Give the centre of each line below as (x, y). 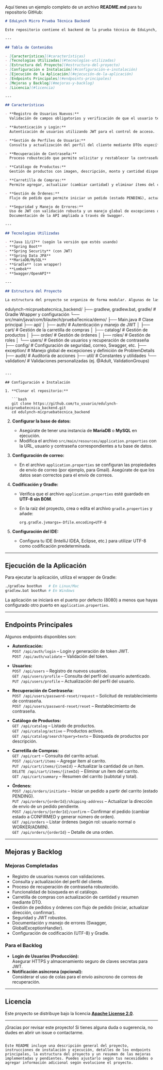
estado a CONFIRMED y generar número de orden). (64, 816)
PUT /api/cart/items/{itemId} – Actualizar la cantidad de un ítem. (78, 766)
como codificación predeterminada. (55, 546)
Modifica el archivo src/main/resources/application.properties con (88, 440)
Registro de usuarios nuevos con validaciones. (58, 876)
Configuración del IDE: (35, 531)
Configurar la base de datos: (41, 421)
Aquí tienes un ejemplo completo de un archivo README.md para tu (73, 7)
